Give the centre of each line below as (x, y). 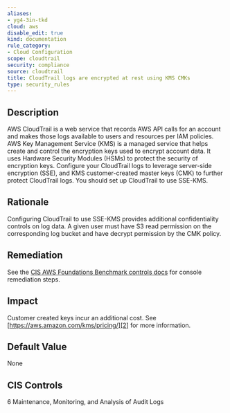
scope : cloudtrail (34, 59)
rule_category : (29, 46)
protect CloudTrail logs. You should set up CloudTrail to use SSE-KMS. (108, 181)
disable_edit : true (35, 33)
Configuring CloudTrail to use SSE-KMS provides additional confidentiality (113, 219)
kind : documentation (37, 39)
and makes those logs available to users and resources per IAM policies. (110, 136)
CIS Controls (35, 385)
